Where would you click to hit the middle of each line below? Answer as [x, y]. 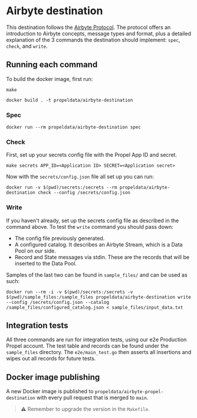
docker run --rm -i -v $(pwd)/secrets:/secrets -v [70, 292]
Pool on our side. [35, 251]
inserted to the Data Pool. [45, 263]
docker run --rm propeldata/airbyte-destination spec [74, 127]
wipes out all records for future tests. [51, 358]
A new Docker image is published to [50, 391]
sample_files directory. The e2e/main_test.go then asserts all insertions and [99, 352]
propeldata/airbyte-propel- [129, 392]
